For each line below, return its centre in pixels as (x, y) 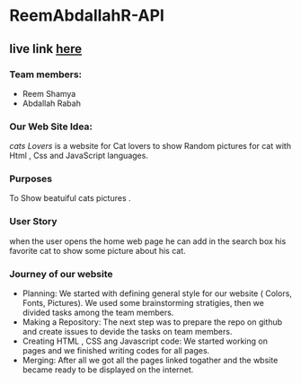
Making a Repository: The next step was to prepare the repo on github (152, 322)
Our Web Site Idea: (51, 127)
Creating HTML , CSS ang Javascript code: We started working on (145, 341)
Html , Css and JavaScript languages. (79, 156)
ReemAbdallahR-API (87, 16)
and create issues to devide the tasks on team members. (127, 332)
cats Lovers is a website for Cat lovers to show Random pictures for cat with (150, 146)
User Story (33, 222)
